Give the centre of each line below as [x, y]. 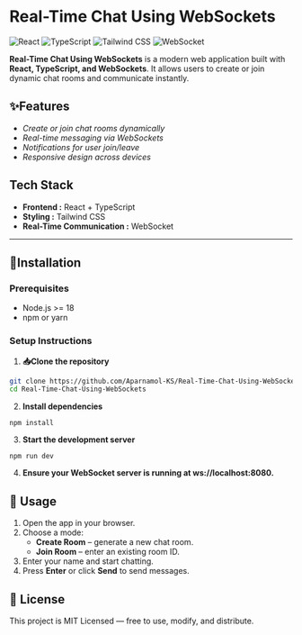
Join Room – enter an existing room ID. [107, 552]
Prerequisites [39, 288]
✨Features [40, 107]
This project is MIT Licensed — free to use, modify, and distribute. [132, 621]
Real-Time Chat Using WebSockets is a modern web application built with [147, 59]
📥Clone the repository [66, 361]
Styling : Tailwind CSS [64, 216]
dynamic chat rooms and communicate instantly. [99, 77]
